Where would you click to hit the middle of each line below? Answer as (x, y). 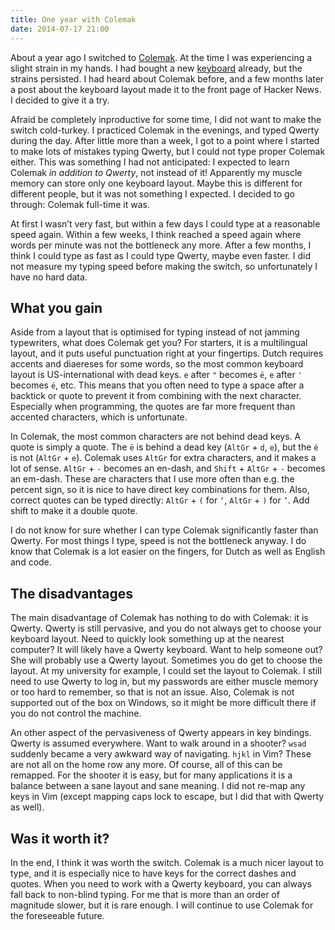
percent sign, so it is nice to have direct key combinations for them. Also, (160, 490)
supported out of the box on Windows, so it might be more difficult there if (163, 703)
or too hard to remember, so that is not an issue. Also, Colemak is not (152, 692)
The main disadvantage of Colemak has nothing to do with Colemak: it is (159, 618)
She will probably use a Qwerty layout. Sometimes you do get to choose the (166, 660)
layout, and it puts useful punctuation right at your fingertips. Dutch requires (167, 353)
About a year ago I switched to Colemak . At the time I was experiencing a (161, 57)
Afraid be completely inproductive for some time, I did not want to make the (166, 119)
